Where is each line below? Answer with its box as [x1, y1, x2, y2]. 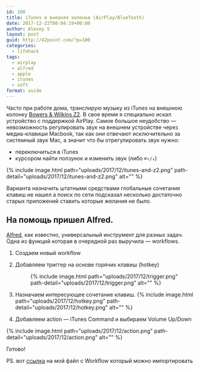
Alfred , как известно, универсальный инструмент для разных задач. [6, 231, 183, 238]
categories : [6, 43, 36, 49]
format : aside [6, 88, 42, 94]
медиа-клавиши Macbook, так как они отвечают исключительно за [6, 130, 180, 137]
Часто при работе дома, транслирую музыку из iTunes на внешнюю [6, 104, 183, 111]
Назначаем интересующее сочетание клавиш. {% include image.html [15, 291, 194, 298]
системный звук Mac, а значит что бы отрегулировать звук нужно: [6, 136, 180, 144]
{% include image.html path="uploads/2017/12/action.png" [6, 327, 153, 334]
